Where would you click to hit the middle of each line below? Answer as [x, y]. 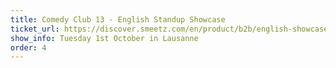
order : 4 [28, 47]
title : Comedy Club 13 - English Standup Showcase [118, 19]
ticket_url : [35, 29]
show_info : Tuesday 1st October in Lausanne [104, 38]
